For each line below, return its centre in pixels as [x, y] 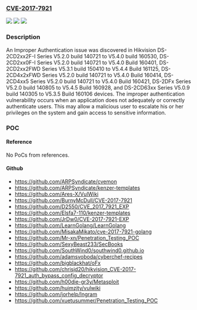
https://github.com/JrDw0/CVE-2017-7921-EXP [72, 219]
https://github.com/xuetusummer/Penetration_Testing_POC [86, 300]
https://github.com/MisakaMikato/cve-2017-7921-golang [83, 232]
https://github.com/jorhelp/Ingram [56, 294]
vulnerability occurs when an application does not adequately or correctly [96, 100]
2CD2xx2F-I [21, 56]
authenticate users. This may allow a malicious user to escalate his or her [95, 106]
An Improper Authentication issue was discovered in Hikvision [81, 50]
